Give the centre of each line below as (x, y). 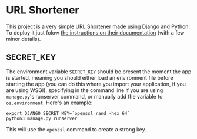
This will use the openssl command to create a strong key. (76, 129)
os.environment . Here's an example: (49, 103)
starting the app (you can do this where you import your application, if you (96, 84)
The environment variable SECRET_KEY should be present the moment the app (99, 72)
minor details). (24, 39)
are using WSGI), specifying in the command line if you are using (85, 90)
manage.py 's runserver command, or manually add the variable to (84, 96)
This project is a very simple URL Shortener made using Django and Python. (98, 26)
